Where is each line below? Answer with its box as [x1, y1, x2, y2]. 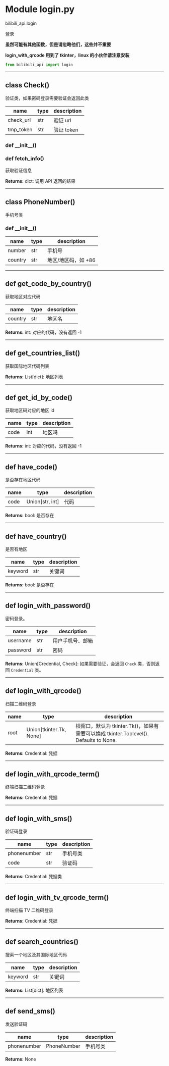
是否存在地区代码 [5, 477, 41, 483]
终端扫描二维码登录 [5, 784, 45, 790]
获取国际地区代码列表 [5, 363, 49, 369]
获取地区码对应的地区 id [5, 408, 54, 414]
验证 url [53, 117, 71, 124]
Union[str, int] [26, 498, 59, 505]
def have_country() [5, 532, 67, 541]
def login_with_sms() [5, 814, 72, 823]
